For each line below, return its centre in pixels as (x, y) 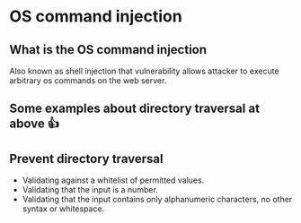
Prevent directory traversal (86, 159)
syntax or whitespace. (63, 209)
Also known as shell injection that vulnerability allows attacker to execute (145, 71)
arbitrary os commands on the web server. (88, 81)
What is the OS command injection (108, 50)
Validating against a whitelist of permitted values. (113, 180)
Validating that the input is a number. (90, 190)
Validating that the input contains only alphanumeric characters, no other (157, 200)
